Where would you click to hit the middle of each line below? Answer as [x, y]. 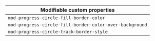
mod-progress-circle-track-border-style [58, 32]
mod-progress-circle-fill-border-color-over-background [77, 25]
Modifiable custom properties [77, 10]
